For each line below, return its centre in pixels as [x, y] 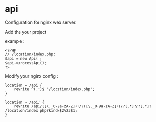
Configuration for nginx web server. [41, 22]
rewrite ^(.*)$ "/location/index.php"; [54, 89]
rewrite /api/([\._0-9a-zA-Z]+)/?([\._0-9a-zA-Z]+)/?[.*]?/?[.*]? [83, 106]
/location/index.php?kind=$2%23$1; [41, 110]
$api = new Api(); [24, 59]
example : [15, 41]
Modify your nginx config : [32, 76]
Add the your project [26, 32]
